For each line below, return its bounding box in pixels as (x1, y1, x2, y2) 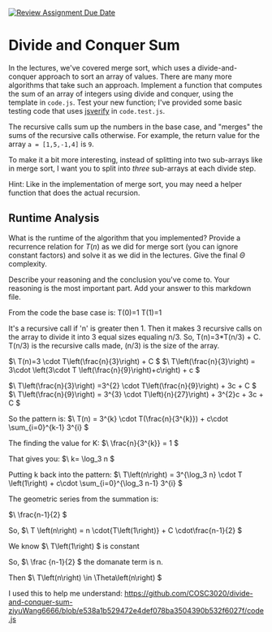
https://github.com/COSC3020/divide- (124, 588, 253, 598)
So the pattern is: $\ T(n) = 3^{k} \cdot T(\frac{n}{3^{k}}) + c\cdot (8, 413, 229, 423)
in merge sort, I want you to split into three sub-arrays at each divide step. (8, 163, 257, 173)
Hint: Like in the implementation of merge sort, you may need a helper (8, 179, 242, 188)
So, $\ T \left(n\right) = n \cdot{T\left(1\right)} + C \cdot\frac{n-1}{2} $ (8, 525, 243, 535)
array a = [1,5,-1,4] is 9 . (8, 139, 95, 149)
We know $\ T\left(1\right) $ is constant (8, 541, 140, 551)
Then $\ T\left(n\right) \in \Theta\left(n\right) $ (8, 573, 162, 582)
